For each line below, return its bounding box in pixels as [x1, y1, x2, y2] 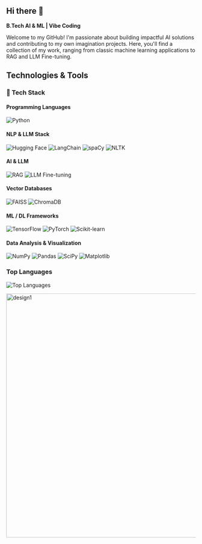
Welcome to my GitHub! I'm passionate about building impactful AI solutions [6, 34, 194, 41]
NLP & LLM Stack [6, 130, 50, 137]
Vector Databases [6, 185, 52, 192]
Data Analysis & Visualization [6, 239, 81, 246]
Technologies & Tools [6, 70, 88, 81]
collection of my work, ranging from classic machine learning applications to [6, 46, 195, 54]
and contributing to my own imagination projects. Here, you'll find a [6, 40, 173, 47]
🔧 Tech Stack [6, 89, 46, 97]
